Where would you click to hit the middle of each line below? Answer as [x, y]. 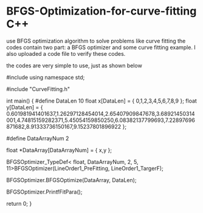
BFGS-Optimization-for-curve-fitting [101, 11]
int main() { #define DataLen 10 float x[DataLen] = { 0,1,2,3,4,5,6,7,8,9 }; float [102, 101]
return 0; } [19, 203]
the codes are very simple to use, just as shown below [74, 66]
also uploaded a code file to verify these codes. [66, 53]
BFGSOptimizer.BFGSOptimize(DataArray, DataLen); [71, 180]
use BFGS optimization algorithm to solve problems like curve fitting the [96, 41]
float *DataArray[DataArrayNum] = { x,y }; [59, 150]
